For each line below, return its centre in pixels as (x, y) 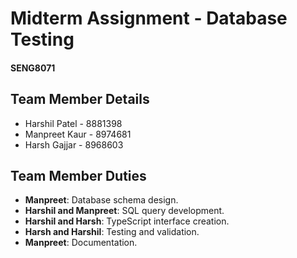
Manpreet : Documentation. (81, 243)
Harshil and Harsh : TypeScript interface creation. (127, 221)
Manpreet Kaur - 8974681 (78, 134)
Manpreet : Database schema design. (101, 200)
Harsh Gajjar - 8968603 (74, 144)
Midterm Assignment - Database (149, 18)
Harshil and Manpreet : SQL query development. (124, 211)
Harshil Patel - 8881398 (73, 123)
